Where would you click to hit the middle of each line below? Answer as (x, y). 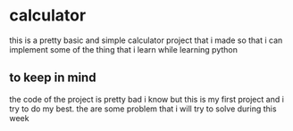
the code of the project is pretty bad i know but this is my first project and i (146, 99)
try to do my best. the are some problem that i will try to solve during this (143, 109)
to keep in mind (53, 78)
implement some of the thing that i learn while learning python (124, 49)
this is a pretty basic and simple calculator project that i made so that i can (146, 40)
